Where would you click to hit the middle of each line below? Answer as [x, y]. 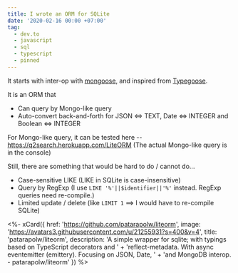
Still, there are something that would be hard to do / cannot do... [101, 166]
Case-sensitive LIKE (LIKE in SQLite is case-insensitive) [99, 180]
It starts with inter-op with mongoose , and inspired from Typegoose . [108, 81]
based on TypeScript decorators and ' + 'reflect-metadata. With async [110, 247]
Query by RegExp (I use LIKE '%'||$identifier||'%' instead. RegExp [119, 187]
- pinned [27, 61]
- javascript [33, 41]
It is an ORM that [32, 94]
